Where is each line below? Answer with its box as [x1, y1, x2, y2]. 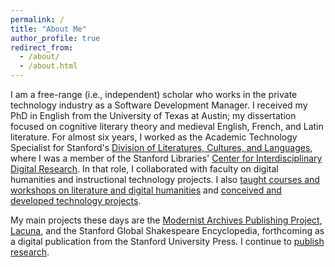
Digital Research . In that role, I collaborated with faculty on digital [10, 163, 279, 175]
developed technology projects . [10, 195, 142, 206]
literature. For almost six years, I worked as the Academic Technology [10, 131, 298, 143]
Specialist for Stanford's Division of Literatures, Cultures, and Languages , [10, 142, 313, 153]
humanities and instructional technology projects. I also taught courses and [10, 174, 320, 185]
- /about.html [19, 61, 78, 71]
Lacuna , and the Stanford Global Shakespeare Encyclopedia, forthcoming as [10, 225, 325, 236]
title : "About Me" [10, 24, 87, 34]
